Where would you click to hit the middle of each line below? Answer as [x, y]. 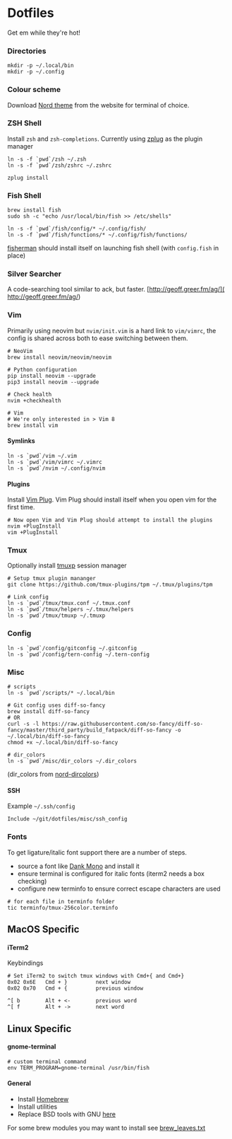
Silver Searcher [35, 274]
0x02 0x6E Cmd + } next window [69, 982]
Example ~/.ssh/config [41, 806]
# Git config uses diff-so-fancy [56, 705]
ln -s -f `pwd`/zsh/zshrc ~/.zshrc [60, 165]
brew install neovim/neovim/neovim [60, 357]
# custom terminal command [47, 1062]
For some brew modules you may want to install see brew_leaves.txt [106, 1128]
